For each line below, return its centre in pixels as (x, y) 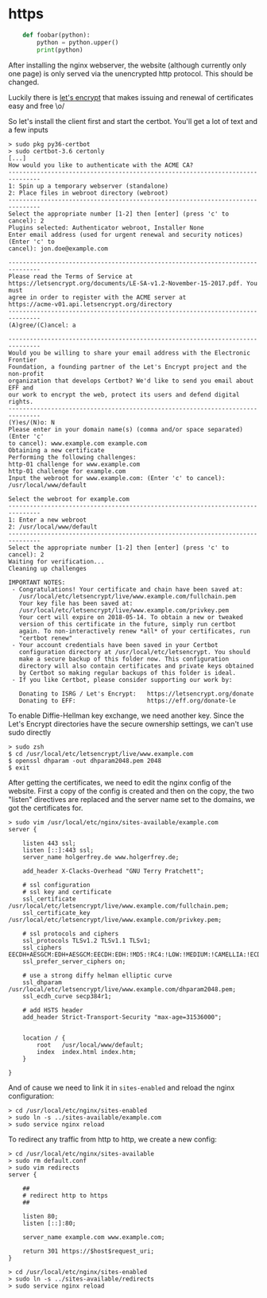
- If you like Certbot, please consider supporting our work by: (122, 680)
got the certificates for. (46, 808)
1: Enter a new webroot (48, 520)
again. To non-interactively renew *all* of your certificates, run (134, 631)
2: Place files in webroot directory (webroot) (89, 193)
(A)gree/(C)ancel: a (43, 325)
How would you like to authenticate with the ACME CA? (101, 165)
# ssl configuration (56, 885)
